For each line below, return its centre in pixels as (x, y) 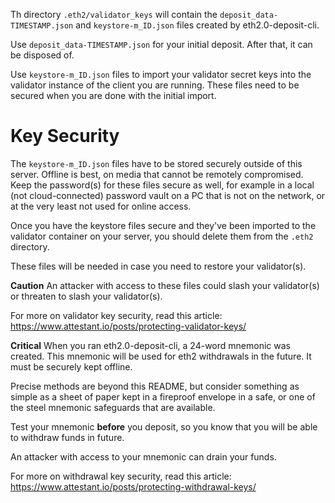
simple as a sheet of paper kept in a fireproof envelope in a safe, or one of (163, 396)
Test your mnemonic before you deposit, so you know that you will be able (164, 426)
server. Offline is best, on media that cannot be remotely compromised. (157, 174)
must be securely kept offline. (71, 366)
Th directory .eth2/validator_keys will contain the (114, 14)
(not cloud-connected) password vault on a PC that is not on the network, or (168, 195)
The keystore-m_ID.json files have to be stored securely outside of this (156, 163)
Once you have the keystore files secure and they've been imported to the (163, 225)
